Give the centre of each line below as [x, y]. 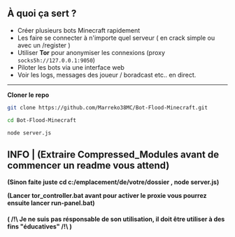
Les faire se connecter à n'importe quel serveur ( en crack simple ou [116, 38]
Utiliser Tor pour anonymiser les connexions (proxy [91, 52]
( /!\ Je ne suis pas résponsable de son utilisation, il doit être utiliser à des [116, 219]
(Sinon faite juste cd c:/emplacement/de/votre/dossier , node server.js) [113, 182]
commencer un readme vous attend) [88, 165]
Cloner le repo [28, 95]
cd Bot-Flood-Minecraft [42, 120]
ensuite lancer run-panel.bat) [51, 203]
